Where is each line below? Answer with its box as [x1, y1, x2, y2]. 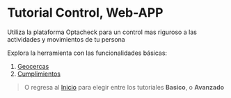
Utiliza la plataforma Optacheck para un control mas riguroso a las [7, 28, 197, 36]
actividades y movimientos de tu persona [7, 35, 125, 43]
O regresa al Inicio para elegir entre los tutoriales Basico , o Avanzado [24, 83, 225, 91]
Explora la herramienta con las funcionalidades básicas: [7, 49, 168, 57]
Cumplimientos [17, 70, 61, 78]
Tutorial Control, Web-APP [7, 5, 164, 21]
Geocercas [17, 62, 49, 70]
